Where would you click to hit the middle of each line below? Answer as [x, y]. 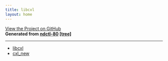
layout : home [19, 14]
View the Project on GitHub [33, 28]
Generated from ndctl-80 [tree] [38, 34]
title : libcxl [20, 10]
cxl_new [21, 53]
